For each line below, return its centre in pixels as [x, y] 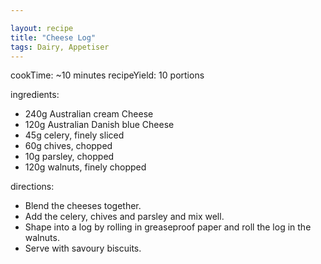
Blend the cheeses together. [83, 206]
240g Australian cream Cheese [89, 114]
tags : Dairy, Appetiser [60, 47]
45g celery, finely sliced [74, 135]
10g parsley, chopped [69, 157]
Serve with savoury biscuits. [83, 248]
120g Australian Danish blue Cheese [99, 125]
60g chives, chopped [68, 146]
